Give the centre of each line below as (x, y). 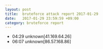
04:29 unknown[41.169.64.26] (42, 37)
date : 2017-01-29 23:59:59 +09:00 (42, 18)
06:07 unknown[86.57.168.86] (42, 42)
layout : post (18, 9)
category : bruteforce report (34, 23)
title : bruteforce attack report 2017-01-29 (51, 14)
